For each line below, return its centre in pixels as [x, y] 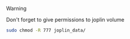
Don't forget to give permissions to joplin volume [65, 19]
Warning [16, 8]
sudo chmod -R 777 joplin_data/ [46, 30]
